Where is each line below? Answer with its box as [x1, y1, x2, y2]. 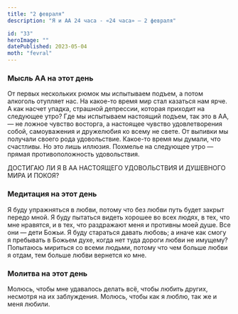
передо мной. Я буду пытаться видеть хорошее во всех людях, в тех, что [7, 213, 230, 221]
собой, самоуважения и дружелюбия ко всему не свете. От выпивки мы [7, 127, 229, 136]
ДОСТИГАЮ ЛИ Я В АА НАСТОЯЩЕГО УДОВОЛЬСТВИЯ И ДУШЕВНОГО [7, 164, 226, 172]
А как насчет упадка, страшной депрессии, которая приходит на [7, 105, 205, 113]
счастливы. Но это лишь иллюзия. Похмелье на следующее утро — [7, 142, 214, 151]
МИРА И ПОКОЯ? [7, 172, 60, 180]
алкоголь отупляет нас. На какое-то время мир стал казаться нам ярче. [7, 97, 227, 105]
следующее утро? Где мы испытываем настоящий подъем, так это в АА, [7, 112, 229, 121]
